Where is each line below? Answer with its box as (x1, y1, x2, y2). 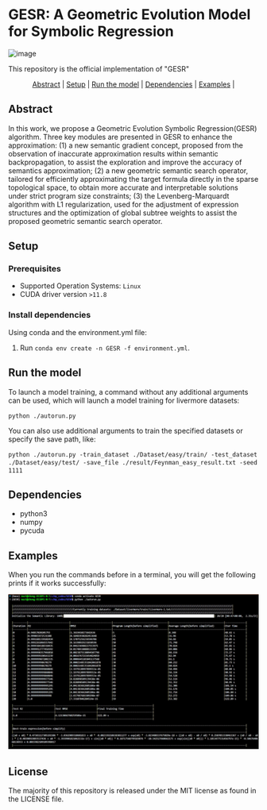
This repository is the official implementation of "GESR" (8, 64, 189, 73)
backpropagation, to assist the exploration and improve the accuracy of (8, 157, 242, 167)
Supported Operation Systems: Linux (19, 281, 141, 291)
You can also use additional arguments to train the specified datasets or (8, 426, 244, 435)
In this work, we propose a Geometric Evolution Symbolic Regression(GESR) (8, 123, 257, 133)
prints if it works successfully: (8, 578, 106, 588)
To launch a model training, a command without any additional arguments (8, 387, 249, 396)
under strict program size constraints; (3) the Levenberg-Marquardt (8, 191, 230, 200)
